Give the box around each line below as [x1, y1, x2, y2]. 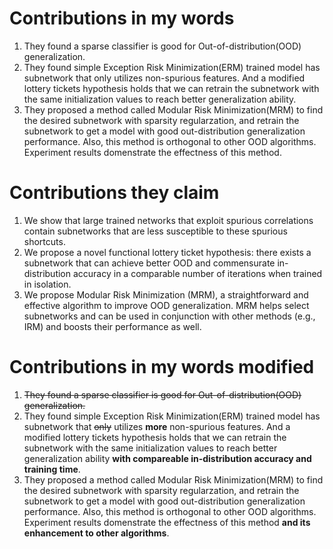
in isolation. [23, 278, 72, 290]
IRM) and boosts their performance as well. [23, 320, 202, 332]
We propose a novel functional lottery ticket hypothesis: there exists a [23, 246, 312, 258]
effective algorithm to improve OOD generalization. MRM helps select [23, 299, 310, 311]
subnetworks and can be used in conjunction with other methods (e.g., [23, 310, 316, 322]
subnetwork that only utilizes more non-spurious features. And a [23, 420, 291, 432]
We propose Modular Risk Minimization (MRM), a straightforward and [23, 288, 309, 301]
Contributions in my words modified [9, 356, 315, 379]
